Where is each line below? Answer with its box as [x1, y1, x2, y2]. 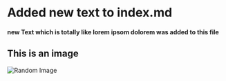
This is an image [7, 48, 79, 60]
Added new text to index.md [7, 5, 173, 21]
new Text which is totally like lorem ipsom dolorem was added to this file [7, 27, 219, 36]
